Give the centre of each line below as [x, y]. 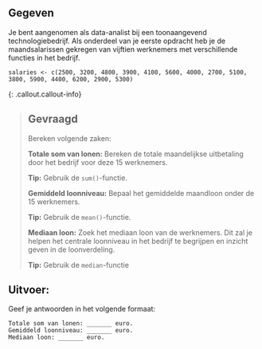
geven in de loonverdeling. [71, 249]
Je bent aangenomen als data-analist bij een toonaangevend [108, 32]
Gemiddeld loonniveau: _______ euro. [71, 331]
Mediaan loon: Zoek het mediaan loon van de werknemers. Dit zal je [140, 232]
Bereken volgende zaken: [69, 138]
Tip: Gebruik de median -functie [78, 265]
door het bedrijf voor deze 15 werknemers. [98, 162]
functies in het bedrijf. [44, 57]
